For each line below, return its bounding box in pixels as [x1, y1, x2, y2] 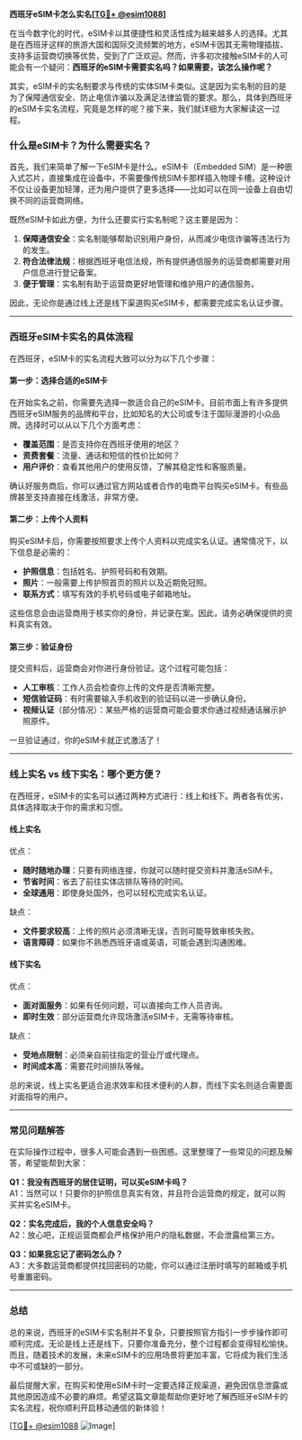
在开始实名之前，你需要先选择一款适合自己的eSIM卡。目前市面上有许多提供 [9, 396, 289, 408]
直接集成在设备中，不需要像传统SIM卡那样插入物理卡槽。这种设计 [48, 173, 292, 184]
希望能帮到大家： [24, 1157, 88, 1169]
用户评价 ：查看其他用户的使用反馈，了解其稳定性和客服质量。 [22, 461, 252, 472]
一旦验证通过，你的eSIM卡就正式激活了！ [9, 735, 163, 746]
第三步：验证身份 [9, 641, 73, 652]
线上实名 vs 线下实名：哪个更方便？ [9, 768, 164, 781]
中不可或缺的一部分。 [9, 1360, 88, 1372]
